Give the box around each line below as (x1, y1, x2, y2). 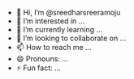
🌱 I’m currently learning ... (15, 25, 103, 34)
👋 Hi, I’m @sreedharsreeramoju (15, 8, 121, 17)
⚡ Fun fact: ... (15, 63, 61, 73)
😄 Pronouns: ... (15, 54, 69, 64)
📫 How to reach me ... (15, 43, 92, 52)
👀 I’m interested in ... (15, 16, 85, 26)
